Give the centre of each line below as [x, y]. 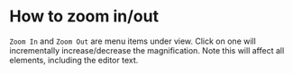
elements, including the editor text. [74, 60]
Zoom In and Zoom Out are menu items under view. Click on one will [133, 41]
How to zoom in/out [84, 16]
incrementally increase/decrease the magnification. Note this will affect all [147, 50]
